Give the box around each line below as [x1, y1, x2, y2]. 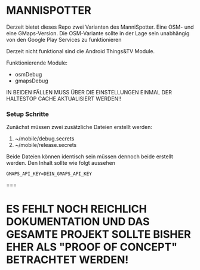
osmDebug [14, 70, 42, 78]
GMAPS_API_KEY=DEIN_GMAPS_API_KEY [6, 171, 93, 177]
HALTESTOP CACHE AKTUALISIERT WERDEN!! [6, 95, 122, 102]
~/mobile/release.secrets [14, 142, 77, 149]
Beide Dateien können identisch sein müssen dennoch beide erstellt [6, 153, 173, 160]
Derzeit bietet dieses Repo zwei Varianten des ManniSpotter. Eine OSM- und [6, 23, 194, 30]
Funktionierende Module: [6, 59, 67, 66]
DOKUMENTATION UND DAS [6, 215, 150, 229]
